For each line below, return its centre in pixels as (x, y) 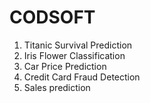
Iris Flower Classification (74, 55)
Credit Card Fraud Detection (82, 77)
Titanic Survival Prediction (78, 45)
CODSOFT (52, 17)
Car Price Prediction (65, 66)
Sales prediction (57, 87)
